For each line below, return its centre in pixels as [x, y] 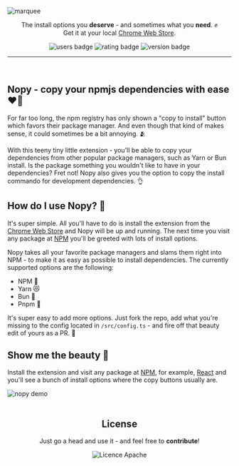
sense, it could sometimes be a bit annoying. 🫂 [77, 133]
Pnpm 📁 [29, 304]
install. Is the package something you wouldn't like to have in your [104, 165]
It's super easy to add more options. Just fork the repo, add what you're [113, 318]
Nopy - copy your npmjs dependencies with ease [118, 90]
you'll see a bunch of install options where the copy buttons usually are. [113, 380]
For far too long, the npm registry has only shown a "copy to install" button [117, 118]
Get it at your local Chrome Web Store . [119, 33]
